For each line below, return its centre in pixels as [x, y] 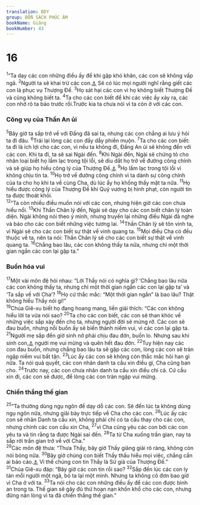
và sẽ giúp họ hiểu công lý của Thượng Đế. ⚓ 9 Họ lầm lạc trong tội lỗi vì [94, 168]
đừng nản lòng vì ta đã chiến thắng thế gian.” [61, 495]
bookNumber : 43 [25, 28]
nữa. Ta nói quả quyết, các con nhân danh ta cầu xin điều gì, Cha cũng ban [99, 363]
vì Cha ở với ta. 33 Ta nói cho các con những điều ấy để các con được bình [97, 482]
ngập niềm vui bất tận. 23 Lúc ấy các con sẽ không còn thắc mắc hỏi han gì [98, 356]
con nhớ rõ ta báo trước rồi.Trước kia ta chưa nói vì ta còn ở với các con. [95, 104]
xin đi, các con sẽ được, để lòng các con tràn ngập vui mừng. [81, 377]
